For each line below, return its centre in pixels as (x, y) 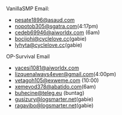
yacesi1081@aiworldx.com (47, 68)
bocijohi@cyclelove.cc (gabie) (50, 39)
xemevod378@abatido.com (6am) (55, 87)
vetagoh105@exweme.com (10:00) (57, 80)
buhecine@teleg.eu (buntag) (50, 93)
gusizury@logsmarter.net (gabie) (54, 99)
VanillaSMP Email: (28, 9)
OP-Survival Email (28, 56)
